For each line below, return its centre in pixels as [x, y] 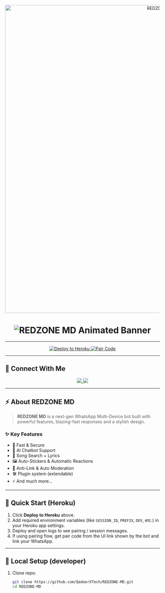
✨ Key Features [24, 434]
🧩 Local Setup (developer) [45, 561]
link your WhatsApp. [33, 541]
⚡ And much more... [32, 481]
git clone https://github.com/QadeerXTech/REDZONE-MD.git [73, 582]
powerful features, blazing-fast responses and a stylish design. [81, 421]
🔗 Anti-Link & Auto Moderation [43, 468]
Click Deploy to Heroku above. [43, 515]
